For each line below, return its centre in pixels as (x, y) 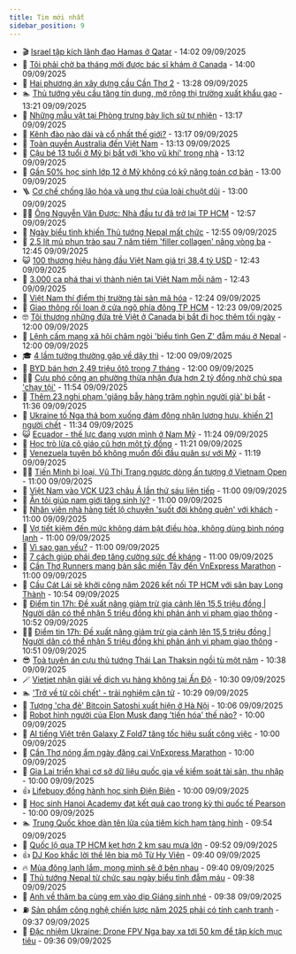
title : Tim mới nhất (47, 17)
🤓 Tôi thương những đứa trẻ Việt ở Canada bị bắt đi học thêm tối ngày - (152, 316)
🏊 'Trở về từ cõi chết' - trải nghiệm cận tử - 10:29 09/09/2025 (135, 693)
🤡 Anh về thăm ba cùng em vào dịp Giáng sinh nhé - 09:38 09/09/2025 (152, 896)
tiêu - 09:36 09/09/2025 (67, 941)
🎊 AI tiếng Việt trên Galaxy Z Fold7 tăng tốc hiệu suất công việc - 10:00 (151, 733)
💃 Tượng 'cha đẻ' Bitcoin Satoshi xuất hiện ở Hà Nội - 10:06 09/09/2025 (152, 705)
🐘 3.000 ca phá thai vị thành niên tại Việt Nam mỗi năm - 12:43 (136, 279)
